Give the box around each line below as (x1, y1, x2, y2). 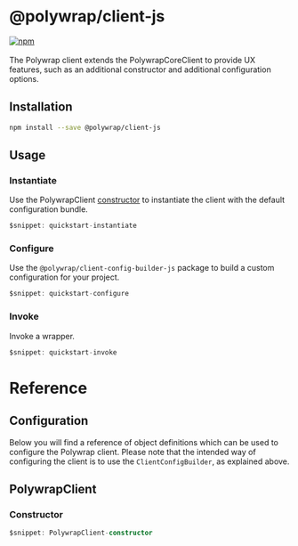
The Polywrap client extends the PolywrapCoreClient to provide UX (9, 54, 256, 65)
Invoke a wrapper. (9, 330, 76, 341)
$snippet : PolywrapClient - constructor (9, 528, 153, 538)
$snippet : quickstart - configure (9, 289, 129, 298)
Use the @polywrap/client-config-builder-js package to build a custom (9, 263, 275, 273)
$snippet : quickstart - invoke (9, 347, 117, 357)
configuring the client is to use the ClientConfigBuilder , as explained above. (9, 456, 290, 467)
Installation (9, 100, 73, 115)
